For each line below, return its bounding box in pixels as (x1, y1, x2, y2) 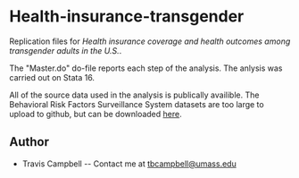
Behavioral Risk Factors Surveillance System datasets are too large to (9, 98, 265, 109)
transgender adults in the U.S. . (9, 45, 122, 55)
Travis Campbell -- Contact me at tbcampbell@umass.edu (21, 158, 237, 169)
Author (9, 134, 49, 149)
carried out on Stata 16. (9, 72, 96, 82)
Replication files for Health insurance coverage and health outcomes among (9, 36, 291, 47)
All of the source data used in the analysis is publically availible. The (9, 89, 260, 100)
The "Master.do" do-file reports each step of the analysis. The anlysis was (9, 63, 283, 73)
